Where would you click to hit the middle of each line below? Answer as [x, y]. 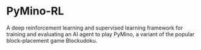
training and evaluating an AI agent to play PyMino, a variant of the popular [100, 34]
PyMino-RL [35, 11]
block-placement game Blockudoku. [52, 40]
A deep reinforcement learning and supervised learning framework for [95, 28]
